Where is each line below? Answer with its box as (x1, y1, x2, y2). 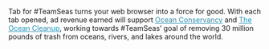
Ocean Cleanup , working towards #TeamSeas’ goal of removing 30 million (8, 24, 255, 32)
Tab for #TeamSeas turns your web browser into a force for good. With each (8, 7, 261, 16)
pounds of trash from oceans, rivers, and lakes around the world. (8, 32, 223, 41)
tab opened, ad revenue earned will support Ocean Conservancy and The (8, 15, 252, 24)
